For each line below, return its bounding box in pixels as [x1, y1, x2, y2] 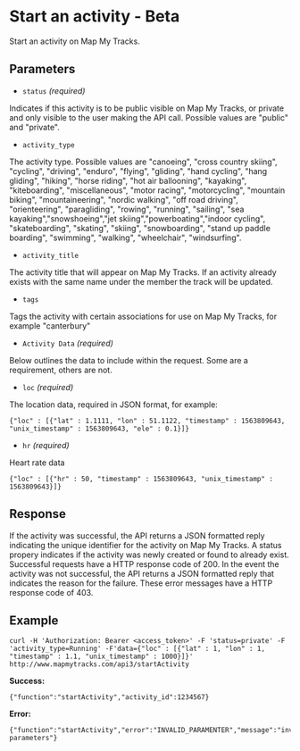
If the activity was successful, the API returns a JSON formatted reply [9, 530, 265, 541]
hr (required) [21, 439, 70, 450]
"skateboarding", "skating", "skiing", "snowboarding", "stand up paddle [9, 222, 271, 233]
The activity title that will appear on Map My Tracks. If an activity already [9, 266, 277, 278]
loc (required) [21, 381, 74, 392]
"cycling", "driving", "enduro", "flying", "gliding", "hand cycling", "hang [9, 165, 268, 176]
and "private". [9, 121, 61, 132]
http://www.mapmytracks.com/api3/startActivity [9, 660, 190, 669]
